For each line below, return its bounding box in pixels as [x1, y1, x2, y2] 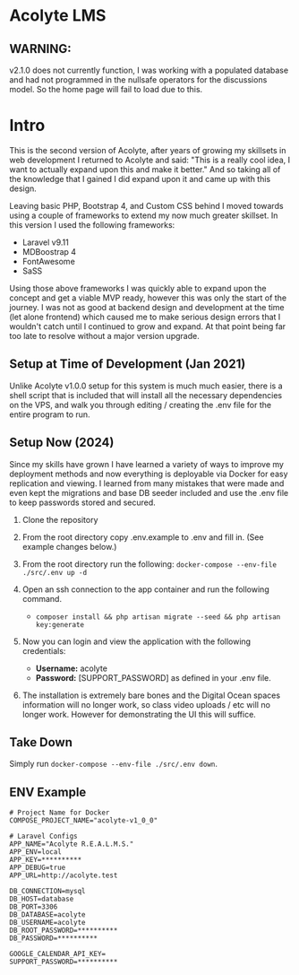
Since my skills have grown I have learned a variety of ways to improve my [9, 458, 285, 469]
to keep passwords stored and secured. [9, 497, 157, 508]
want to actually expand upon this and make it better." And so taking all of [9, 163, 281, 175]
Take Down [9, 735, 73, 750]
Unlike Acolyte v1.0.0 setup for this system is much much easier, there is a [9, 380, 283, 391]
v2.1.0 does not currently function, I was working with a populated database [9, 65, 289, 75]
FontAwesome [21, 256, 76, 266]
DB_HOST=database [9, 894, 74, 904]
